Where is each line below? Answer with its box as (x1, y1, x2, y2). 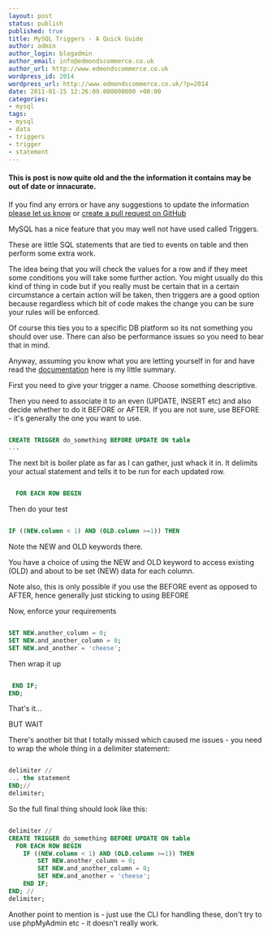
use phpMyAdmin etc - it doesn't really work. (8, 918, 159, 928)
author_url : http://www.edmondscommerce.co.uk (8, 65, 169, 73)
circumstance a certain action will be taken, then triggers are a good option (8, 290, 260, 300)
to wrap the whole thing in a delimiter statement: (8, 744, 171, 753)
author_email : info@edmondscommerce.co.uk (8, 58, 154, 66)
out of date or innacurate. (8, 181, 97, 191)
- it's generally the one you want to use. (8, 413, 142, 423)
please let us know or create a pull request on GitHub (8, 208, 187, 218)
